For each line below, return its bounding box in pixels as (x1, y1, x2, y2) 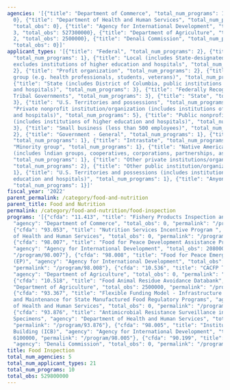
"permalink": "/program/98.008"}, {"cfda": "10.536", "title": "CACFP (13, 264, 219, 271)
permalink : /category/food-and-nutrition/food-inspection (7, 207, 176, 214)
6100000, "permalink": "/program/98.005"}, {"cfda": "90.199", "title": (13, 335, 225, 341)
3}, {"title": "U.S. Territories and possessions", (13, 99, 164, 106)
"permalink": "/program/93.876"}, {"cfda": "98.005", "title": (13, 322, 197, 328)
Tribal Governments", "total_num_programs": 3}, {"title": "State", (13, 93, 213, 100)
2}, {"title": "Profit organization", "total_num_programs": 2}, (13, 67, 204, 74)
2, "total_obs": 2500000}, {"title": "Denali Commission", (13, 36, 186, 42)
